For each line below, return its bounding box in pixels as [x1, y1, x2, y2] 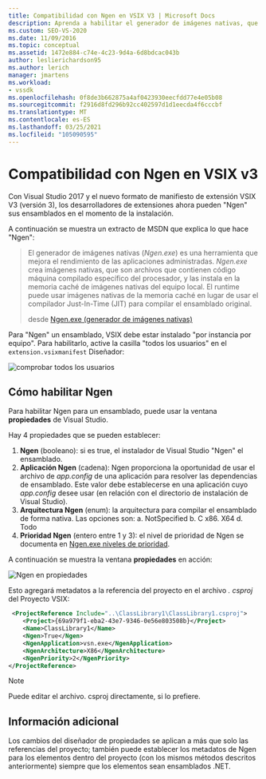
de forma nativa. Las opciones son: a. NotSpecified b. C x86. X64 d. [19, 514, 243, 523]
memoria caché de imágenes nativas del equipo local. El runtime [27, 281, 241, 292]
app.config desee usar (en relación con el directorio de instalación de [19, 488, 248, 498]
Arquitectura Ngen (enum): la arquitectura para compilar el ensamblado [19, 505, 257, 515]
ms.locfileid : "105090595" [8, 130, 98, 138]
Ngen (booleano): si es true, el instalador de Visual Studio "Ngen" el [19, 446, 244, 455]
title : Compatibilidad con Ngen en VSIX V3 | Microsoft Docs [8, 11, 216, 20]
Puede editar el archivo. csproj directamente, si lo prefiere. [8, 692, 201, 701]
